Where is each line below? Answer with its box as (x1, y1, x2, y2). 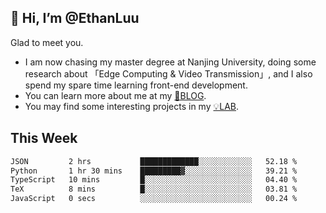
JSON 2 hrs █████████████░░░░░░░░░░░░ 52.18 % (10, 156, 298, 166)
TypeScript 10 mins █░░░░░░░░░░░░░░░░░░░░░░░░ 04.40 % (10, 175, 298, 185)
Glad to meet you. (10, 36, 84, 48)
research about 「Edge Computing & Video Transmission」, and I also (24, 67, 313, 80)
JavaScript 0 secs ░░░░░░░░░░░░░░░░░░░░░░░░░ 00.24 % (10, 194, 298, 204)
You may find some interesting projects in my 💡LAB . (24, 100, 240, 112)
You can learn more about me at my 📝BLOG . (24, 89, 207, 101)
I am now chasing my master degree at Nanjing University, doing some (24, 56, 317, 68)
